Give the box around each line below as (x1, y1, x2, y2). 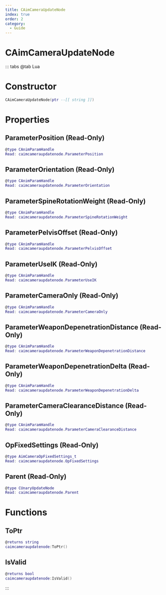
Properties (5, 114, 50, 126)
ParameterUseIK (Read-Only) (5, 260, 98, 268)
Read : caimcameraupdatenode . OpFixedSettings (5, 458, 99, 463)
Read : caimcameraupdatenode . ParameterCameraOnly (5, 309, 108, 314)
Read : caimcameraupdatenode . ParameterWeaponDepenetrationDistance (5, 349, 146, 354)
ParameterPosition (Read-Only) (5, 134, 105, 142)
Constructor (5, 81, 57, 92)
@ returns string (5, 540, 39, 545)
